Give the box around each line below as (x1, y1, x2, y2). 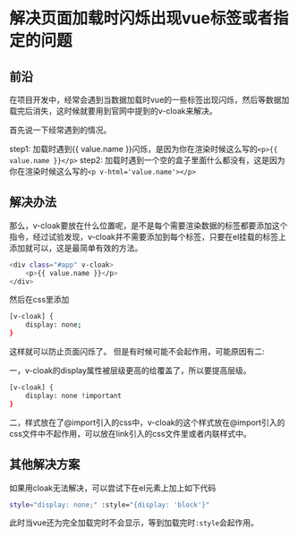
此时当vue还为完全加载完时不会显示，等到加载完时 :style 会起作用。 (9, 517, 260, 528)
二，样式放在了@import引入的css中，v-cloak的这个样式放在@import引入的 (9, 417, 285, 428)
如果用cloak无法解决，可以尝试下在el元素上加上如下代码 (9, 482, 217, 493)
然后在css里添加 (9, 294, 70, 305)
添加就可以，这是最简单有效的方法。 (9, 243, 143, 253)
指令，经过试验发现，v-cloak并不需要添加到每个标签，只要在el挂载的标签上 (9, 231, 286, 242)
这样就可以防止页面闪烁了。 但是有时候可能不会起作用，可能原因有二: (9, 346, 265, 357)
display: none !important (25, 391, 123, 400)
